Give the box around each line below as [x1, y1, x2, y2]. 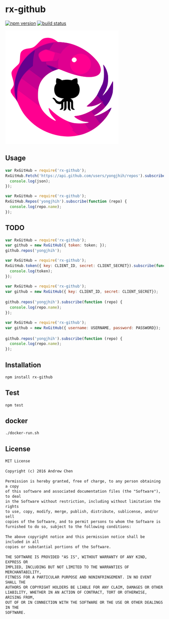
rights [5, 504, 19, 509]
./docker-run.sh [5, 431, 39, 436]
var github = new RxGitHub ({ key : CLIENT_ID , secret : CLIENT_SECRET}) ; [5, 289, 158, 294]
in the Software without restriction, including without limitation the [5, 499, 161, 504]
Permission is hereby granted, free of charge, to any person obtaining [5, 479, 161, 484]
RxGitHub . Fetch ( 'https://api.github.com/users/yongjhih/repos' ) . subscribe [5, 173, 165, 178]
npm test [5, 402, 24, 407]
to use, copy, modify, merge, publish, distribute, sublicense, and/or [5, 509, 158, 514]
